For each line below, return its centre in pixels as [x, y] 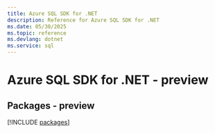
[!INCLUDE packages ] [38, 122]
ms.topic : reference [37, 33]
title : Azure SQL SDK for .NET [52, 14]
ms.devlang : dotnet [35, 39]
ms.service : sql [31, 46]
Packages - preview [51, 106]
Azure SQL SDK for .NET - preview [108, 80]
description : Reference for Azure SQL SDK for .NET [83, 20]
